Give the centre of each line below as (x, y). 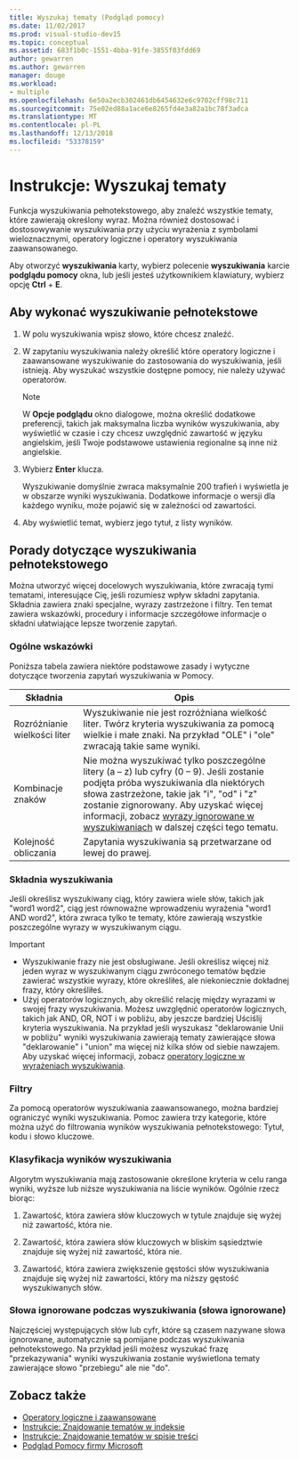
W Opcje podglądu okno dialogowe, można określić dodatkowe (139, 414)
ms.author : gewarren (48, 68)
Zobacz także (48, 1395)
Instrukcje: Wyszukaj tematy (118, 186)
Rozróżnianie (41, 724)
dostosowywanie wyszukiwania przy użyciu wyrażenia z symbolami (133, 229)
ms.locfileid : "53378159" (57, 142)
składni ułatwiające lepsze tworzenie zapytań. (93, 623)
